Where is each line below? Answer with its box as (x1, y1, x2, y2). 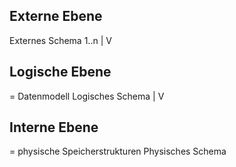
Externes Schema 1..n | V (9, 34, 112, 46)
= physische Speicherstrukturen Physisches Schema (9, 145, 227, 158)
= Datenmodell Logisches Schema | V (9, 90, 165, 102)
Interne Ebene (9, 119, 99, 136)
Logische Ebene (9, 64, 112, 81)
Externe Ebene (9, 8, 103, 25)
